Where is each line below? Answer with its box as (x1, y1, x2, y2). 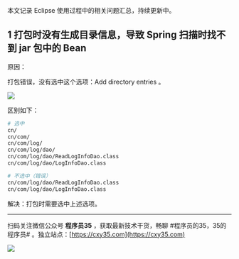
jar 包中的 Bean (18, 42, 87, 55)
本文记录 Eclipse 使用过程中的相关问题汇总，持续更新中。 (7, 6, 176, 14)
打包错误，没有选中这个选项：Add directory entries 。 (7, 77, 165, 86)
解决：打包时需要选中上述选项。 (7, 199, 101, 208)
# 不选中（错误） (7, 172, 51, 180)
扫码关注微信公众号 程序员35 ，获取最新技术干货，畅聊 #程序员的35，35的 (7, 221, 227, 229)
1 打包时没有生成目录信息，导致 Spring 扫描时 (7, 29, 208, 41)
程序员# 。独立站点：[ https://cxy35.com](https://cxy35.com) (7, 230, 186, 238)
